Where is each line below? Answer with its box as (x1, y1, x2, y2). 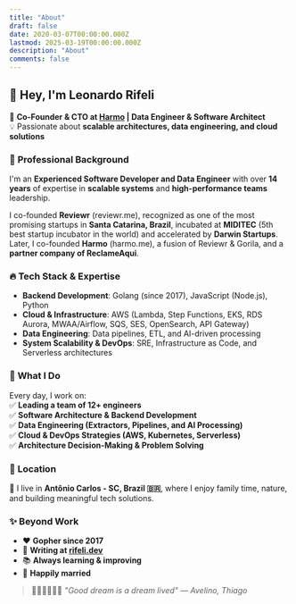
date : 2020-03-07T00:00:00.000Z (9, 29, 129, 38)
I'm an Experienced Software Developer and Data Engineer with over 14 (9, 173, 278, 184)
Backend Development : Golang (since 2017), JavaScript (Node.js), (21, 290, 268, 301)
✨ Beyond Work (9, 515, 79, 527)
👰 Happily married (21, 568, 92, 579)
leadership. (9, 193, 51, 204)
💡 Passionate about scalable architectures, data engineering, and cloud (9, 121, 278, 131)
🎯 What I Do (9, 370, 61, 382)
